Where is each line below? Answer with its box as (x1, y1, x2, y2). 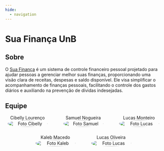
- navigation (9, 12, 37, 17)
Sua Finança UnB (5, 33, 77, 45)
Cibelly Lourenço (10, 115, 45, 121)
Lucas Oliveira (96, 135, 126, 141)
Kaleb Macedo (40, 135, 70, 141)
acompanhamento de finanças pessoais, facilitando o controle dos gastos (5, 82, 156, 88)
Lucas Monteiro (123, 115, 155, 121)
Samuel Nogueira (65, 115, 101, 121)
